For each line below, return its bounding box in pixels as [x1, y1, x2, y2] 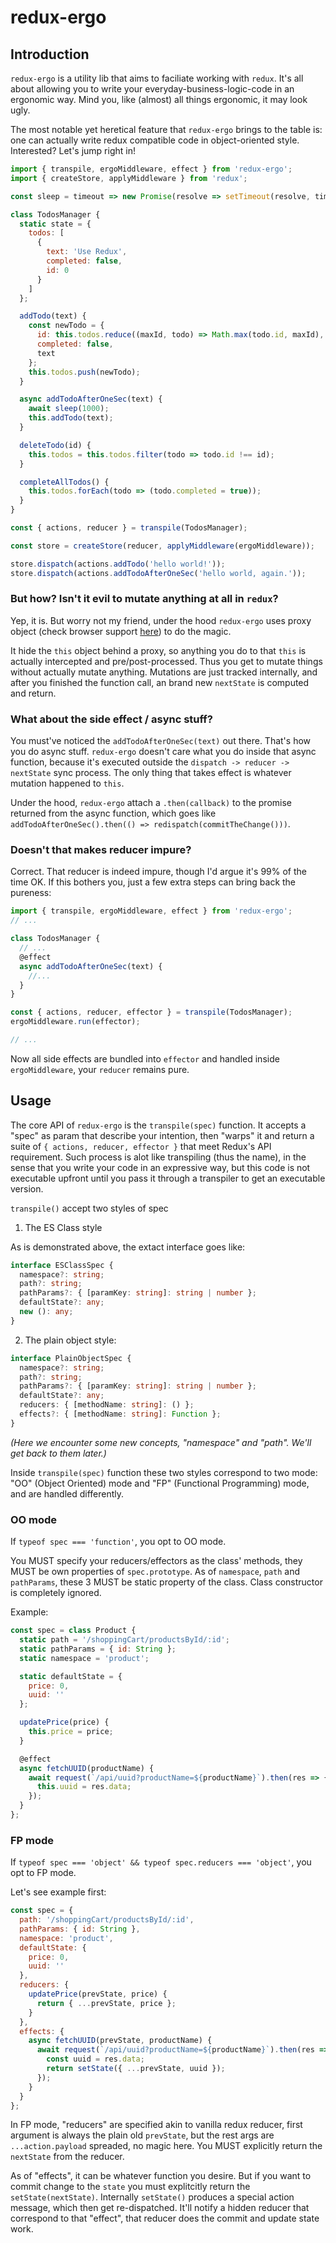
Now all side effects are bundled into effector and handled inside [10, 1052, 280, 1065]
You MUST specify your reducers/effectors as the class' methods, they [10, 1555, 303, 1567]
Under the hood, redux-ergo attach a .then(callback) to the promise [10, 797, 292, 809]
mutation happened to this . [10, 777, 125, 790]
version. [10, 1182, 44, 1195]
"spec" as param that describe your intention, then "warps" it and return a [10, 1129, 315, 1141]
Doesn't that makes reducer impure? [10, 843, 192, 857]
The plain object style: [24, 1334, 117, 1346]
